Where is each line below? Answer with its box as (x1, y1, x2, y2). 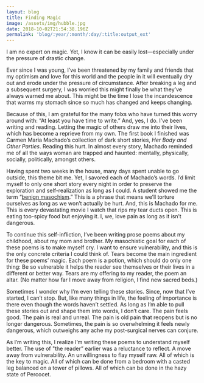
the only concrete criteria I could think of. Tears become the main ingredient (6, 250, 197, 258)
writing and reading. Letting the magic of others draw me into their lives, (6, 123, 188, 131)
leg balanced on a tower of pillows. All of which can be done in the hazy (6, 364, 187, 371)
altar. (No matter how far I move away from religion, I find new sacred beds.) (6, 276, 198, 283)
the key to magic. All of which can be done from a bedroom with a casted (6, 358, 191, 365)
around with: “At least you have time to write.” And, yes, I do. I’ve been (6, 117, 183, 125)
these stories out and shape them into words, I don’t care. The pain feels (6, 308, 188, 315)
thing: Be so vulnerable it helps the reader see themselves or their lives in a (6, 263, 195, 271)
